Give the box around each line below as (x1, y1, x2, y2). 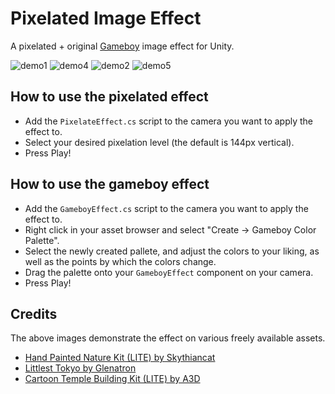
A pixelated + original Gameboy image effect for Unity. (10, 40, 235, 52)
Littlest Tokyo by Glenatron (24, 362, 137, 374)
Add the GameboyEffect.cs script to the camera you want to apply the (24, 202, 309, 214)
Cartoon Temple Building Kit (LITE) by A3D (24, 373, 201, 385)
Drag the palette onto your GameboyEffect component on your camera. (24, 266, 314, 278)
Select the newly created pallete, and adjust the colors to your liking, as (24, 245, 320, 257)
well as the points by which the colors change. (24, 255, 217, 267)
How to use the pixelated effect (10, 88, 209, 106)
